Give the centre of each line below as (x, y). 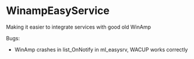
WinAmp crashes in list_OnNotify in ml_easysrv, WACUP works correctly (101, 49)
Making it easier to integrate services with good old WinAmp (79, 27)
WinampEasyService (58, 11)
